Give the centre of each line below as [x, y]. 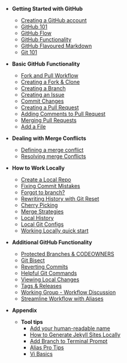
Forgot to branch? [43, 192]
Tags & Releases [41, 286]
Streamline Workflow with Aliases [62, 299]
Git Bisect [33, 260]
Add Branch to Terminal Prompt [69, 341]
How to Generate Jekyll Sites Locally [75, 335]
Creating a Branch [43, 88]
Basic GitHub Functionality [46, 64]
